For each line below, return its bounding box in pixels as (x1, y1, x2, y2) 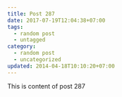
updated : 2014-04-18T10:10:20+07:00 (7, 63, 115, 70)
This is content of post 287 (7, 82, 86, 90)
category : (7, 43, 37, 50)
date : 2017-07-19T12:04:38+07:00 (7, 17, 106, 24)
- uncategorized (13, 56, 61, 63)
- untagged (13, 37, 46, 44)
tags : (7, 23, 23, 30)
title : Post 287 (7, 10, 55, 18)
